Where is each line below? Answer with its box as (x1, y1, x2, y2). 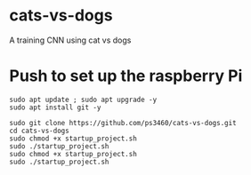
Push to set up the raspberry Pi (9, 66, 243, 86)
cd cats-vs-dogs (9, 126, 69, 135)
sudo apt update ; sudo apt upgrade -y (9, 95, 158, 104)
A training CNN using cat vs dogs (9, 35, 132, 45)
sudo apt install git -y (9, 103, 101, 112)
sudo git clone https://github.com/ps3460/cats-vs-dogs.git (9, 118, 238, 127)
